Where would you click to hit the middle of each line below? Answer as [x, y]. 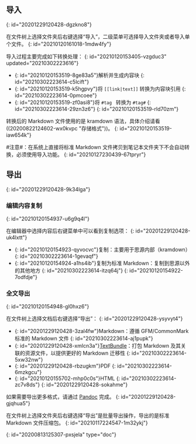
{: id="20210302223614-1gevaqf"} [56, 256]
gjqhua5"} [18, 403]
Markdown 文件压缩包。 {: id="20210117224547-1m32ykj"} [77, 423]
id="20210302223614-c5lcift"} [52, 82]
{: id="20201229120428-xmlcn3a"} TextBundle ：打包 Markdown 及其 [98, 346]
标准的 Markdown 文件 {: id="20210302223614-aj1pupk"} [84, 338]
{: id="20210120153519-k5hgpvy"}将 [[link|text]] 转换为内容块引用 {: [100, 89]
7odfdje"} [26, 277]
